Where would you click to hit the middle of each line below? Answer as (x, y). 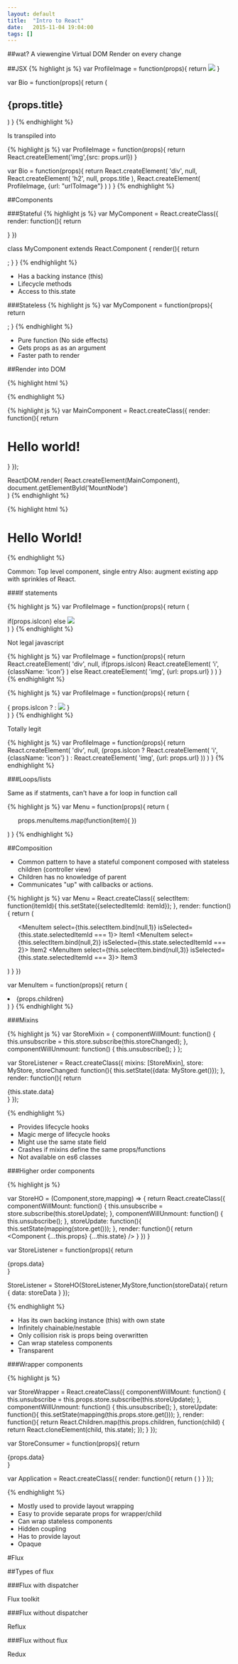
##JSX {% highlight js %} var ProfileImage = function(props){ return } (114, 69)
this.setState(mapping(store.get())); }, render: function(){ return (100, 1229)
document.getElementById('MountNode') (67, 488)
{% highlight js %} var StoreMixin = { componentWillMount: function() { (112, 1034)
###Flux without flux (38, 1640)
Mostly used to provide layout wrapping (76, 1506)
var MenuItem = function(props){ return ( (67, 985)
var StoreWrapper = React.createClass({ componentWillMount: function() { (117, 1392)
